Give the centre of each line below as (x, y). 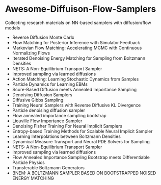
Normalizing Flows (31, 53)
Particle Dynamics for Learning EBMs (50, 84)
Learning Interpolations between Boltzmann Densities (67, 136)
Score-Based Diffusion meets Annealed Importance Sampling (74, 89)
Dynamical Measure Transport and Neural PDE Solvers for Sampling (81, 141)
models (13, 27)
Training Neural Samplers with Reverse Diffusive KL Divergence (76, 105)
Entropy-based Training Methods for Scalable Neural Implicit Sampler (82, 131)
